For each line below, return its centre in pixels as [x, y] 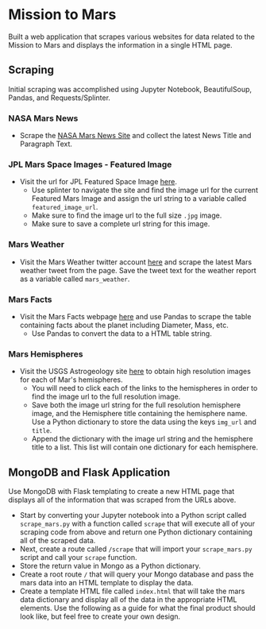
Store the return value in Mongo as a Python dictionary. [110, 566]
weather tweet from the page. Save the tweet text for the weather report [138, 270]
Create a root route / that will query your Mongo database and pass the [137, 574]
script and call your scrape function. [78, 558]
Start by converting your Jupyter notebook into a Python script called [133, 515]
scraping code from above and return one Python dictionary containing [136, 532]
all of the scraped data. [58, 541]
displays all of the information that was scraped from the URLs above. [122, 500]
